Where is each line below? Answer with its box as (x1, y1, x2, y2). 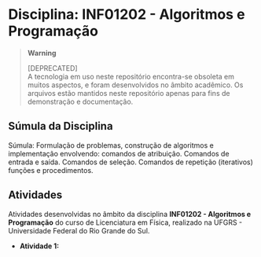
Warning (27, 48, 57, 57)
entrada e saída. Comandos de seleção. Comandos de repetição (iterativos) (8, 157, 254, 167)
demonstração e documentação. (27, 97, 134, 106)
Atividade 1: (19, 241, 60, 251)
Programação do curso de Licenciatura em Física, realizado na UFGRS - (8, 218, 243, 227)
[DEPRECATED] (27, 63, 78, 72)
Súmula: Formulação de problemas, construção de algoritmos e (8, 140, 214, 150)
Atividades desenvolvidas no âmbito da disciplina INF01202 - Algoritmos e (8, 209, 252, 218)
